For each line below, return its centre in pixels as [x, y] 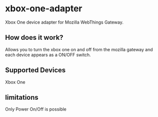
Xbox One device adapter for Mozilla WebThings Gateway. [64, 22]
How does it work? [34, 38]
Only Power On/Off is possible [36, 109]
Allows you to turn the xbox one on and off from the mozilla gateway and [79, 49]
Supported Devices [35, 70]
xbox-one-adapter [44, 9]
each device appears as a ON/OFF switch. [48, 55]
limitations [22, 97]
